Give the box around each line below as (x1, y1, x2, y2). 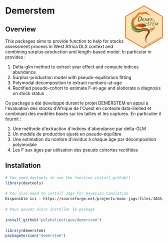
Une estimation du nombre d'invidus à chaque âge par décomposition (12, 136, 156, 142)
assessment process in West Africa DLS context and (5, 43, 113, 49)
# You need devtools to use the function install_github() (5, 175, 131, 180)
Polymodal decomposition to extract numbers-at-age (12, 80, 122, 85)
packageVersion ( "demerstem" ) (5, 233, 66, 238)
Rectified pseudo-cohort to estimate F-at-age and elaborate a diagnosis (12, 85, 161, 91)
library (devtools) (5, 180, 43, 185)
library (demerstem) (5, 228, 46, 233)
